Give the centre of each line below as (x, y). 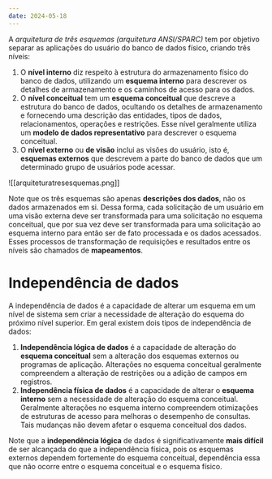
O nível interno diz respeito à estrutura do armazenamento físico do (134, 72)
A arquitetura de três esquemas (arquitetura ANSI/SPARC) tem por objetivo (134, 39)
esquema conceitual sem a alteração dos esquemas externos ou (130, 356)
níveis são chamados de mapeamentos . (76, 250)
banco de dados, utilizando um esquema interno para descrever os (134, 80)
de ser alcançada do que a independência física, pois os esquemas (121, 449)
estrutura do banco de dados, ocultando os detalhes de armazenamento (141, 106)
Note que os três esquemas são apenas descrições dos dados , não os (127, 198)
